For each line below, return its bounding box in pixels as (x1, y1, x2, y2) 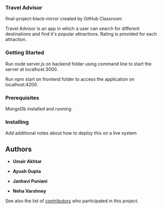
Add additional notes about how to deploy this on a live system (5, 130, 137, 136)
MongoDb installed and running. (5, 106, 73, 112)
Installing (5, 118, 29, 125)
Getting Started (5, 49, 44, 56)
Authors (5, 145, 32, 153)
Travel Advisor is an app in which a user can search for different (5, 25, 140, 32)
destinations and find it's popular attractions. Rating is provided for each (5, 31, 157, 37)
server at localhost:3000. (5, 66, 59, 72)
